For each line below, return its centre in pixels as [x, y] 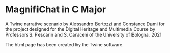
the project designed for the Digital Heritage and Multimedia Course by [80, 29]
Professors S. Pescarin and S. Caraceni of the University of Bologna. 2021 [83, 34]
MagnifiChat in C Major [56, 10]
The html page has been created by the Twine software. [65, 44]
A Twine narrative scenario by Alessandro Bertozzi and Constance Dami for [85, 24]
